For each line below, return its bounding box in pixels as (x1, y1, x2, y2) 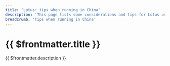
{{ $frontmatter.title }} (5, 38, 101, 50)
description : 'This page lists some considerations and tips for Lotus (5, 12, 159, 17)
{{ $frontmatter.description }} (5, 55, 67, 61)
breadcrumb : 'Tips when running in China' (5, 17, 96, 22)
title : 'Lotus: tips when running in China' (5, 7, 101, 13)
